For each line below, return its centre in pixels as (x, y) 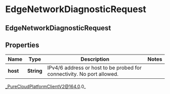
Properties (22, 45)
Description (95, 59)
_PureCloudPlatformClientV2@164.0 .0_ (46, 86)
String (35, 71)
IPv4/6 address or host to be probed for (94, 68)
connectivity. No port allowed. (83, 74)
